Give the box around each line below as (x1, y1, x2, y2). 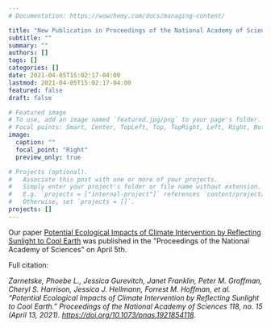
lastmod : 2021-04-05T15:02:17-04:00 (8, 78, 131, 87)
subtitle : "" (8, 34, 52, 42)
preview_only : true (15, 153, 81, 161)
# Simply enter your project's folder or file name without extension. (8, 183, 262, 191)
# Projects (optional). (8, 168, 89, 176)
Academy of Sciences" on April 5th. (8, 244, 127, 254)
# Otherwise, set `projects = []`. (8, 198, 135, 206)
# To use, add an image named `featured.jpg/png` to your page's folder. (8, 116, 262, 124)
